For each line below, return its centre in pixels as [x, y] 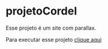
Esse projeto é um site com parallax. [51, 28]
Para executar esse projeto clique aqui [54, 39]
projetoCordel [41, 11]
